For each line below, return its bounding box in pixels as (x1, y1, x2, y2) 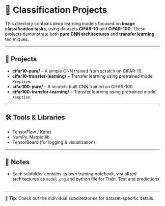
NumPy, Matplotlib (12, 134, 50, 140)
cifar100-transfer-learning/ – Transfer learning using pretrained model (12, 89, 157, 94)
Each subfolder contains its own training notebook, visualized (12, 171, 137, 177)
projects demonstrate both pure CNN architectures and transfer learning (5, 31, 155, 37)
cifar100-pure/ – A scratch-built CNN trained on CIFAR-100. (12, 83, 134, 90)
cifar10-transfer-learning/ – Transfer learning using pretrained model (12, 73, 154, 79)
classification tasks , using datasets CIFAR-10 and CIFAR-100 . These (5, 25, 146, 31)
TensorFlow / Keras (12, 129, 52, 135)
